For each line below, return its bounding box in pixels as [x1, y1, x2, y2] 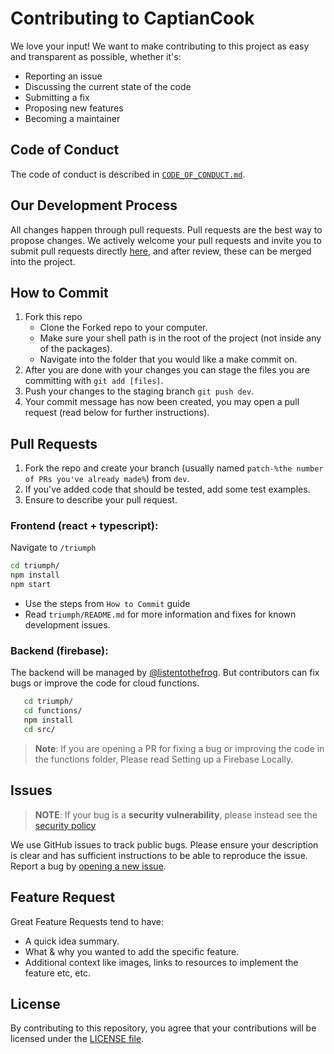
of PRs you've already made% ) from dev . [24, 473, 190, 485]
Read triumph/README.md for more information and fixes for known [24, 608, 297, 621]
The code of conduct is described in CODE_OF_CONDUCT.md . [10, 168, 246, 180]
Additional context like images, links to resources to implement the [24, 956, 299, 968]
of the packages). [39, 343, 113, 355]
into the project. [10, 255, 76, 267]
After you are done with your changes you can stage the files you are [24, 364, 310, 376]
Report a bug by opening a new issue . [10, 860, 167, 872]
